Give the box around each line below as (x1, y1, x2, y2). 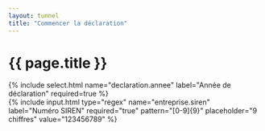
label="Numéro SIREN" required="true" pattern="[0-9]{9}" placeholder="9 (8, 106, 258, 116)
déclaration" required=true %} (8, 89, 109, 99)
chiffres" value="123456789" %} (8, 114, 118, 125)
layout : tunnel (8, 11, 60, 20)
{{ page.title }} (8, 54, 108, 72)
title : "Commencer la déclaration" (8, 19, 128, 27)
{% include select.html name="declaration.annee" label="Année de (8, 80, 231, 90)
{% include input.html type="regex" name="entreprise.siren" (8, 97, 211, 107)
